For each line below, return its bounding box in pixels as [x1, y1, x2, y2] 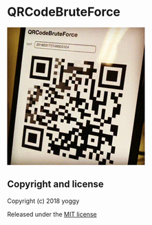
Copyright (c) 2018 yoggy [7, 197, 80, 205]
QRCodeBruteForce [7, 4, 121, 20]
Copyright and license [7, 178, 105, 190]
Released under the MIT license [7, 210, 98, 218]
